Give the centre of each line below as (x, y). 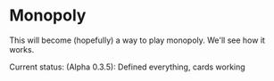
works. (22, 49)
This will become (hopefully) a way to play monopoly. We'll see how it (137, 40)
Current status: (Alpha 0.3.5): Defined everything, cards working (127, 67)
